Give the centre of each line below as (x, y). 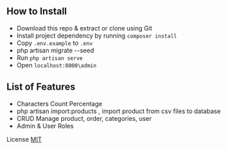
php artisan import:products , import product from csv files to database (119, 111)
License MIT (24, 139)
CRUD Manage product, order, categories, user (84, 118)
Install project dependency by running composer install (97, 35)
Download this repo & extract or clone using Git (84, 28)
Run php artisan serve (49, 58)
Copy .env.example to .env (55, 43)
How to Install (37, 11)
